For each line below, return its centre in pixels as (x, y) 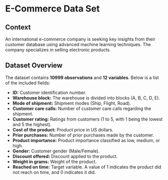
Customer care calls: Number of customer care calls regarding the (82, 108)
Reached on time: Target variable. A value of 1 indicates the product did (87, 167)
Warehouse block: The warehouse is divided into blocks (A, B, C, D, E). (86, 97)
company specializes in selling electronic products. (58, 50)
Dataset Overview (34, 65)
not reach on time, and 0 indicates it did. (54, 172)
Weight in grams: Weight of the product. (54, 161)
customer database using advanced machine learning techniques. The (78, 44)
